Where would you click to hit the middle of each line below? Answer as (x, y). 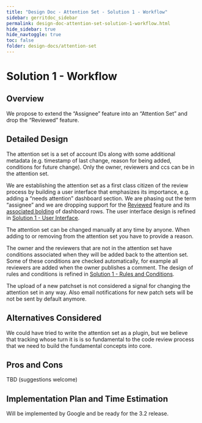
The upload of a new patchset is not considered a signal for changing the (98, 285)
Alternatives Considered (54, 318)
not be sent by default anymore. (46, 299)
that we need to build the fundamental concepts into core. (79, 345)
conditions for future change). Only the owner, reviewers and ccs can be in (100, 167)
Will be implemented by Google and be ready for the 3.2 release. (88, 414)
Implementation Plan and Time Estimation (87, 399)
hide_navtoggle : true (34, 35)
